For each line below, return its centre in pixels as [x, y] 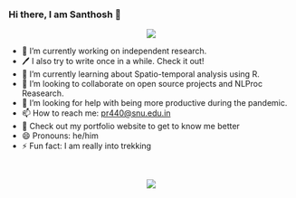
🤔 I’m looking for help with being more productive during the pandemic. [154, 103]
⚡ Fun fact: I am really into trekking [86, 146]
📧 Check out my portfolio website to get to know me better [131, 127]
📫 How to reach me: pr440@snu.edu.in [96, 113]
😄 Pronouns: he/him [60, 136]
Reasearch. [43, 93]
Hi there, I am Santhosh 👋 [65, 14]
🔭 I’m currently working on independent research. [114, 51]
